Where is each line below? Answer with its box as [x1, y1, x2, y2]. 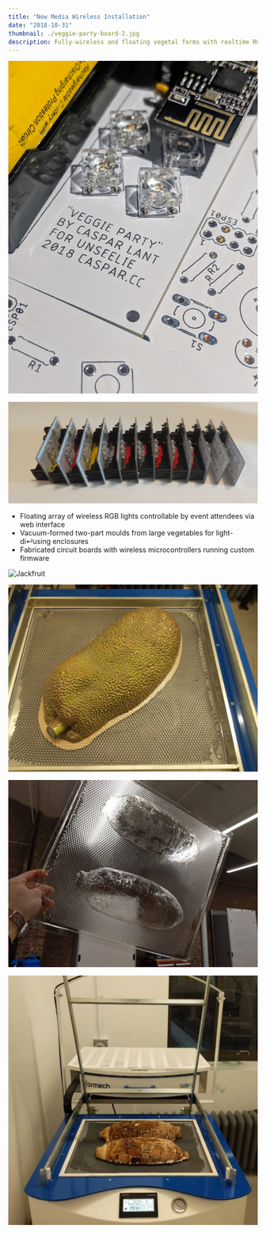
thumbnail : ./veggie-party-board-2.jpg [8, 29, 140, 37]
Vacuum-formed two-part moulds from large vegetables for [19, 528, 215, 538]
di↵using [19, 537, 51, 546]
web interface [19, 519, 66, 529]
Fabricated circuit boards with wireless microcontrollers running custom [19, 545, 255, 554]
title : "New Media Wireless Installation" [8, 13, 150, 21]
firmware [19, 554, 50, 562]
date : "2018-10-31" [8, 21, 73, 29]
